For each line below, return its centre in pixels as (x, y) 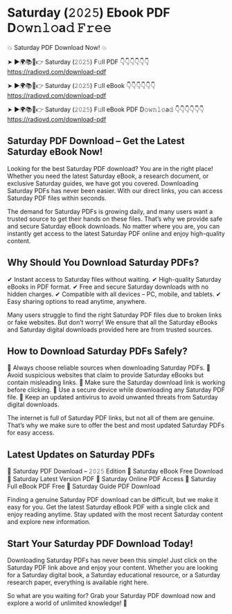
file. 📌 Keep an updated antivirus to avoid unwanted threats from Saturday (113, 397)
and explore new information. (49, 522)
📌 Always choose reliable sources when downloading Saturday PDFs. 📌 (109, 368)
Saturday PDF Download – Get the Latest (96, 141)
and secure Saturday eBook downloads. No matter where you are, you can (114, 226)
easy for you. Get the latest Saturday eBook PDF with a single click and (108, 507)
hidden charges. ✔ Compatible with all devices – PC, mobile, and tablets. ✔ (114, 294)
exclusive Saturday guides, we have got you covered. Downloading (103, 183)
